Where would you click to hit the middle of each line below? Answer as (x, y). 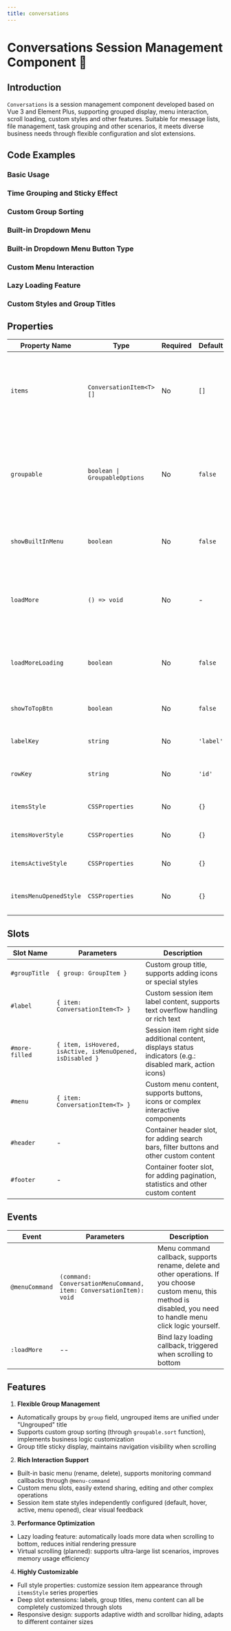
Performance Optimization (56, 1523)
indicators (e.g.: (170, 1056)
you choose (176, 1282)
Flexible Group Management (58, 1404)
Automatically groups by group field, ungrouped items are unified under (118, 1417)
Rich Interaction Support (53, 1459)
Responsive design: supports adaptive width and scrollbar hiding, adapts (120, 1614)
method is (173, 1300)
